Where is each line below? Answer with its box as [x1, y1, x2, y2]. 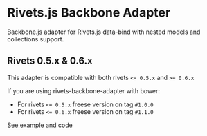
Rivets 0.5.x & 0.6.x [7, 55, 93, 67]
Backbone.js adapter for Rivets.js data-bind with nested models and [7, 28, 201, 36]
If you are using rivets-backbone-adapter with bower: [7, 86, 161, 95]
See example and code [7, 121, 73, 129]
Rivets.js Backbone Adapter [7, 5, 171, 21]
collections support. [7, 35, 64, 43]
